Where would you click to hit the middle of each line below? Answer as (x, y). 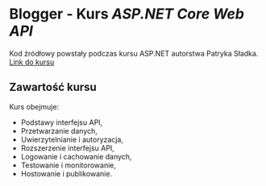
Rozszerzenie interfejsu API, (68, 148)
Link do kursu (32, 62)
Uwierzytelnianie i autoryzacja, (72, 139)
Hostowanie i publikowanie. (66, 173)
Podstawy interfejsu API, (62, 122)
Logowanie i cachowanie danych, (76, 156)
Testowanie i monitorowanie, (68, 165)
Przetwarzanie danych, (59, 130)
